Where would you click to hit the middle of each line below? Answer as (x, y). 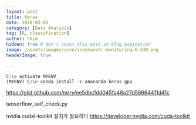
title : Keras (22, 17)
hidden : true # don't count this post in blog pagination (78, 45)
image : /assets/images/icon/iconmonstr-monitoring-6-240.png (82, 50)
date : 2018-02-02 (27, 22)
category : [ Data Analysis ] (39, 28)
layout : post (22, 11)
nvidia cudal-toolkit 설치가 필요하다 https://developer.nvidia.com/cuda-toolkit (98, 116)
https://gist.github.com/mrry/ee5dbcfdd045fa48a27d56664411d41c (88, 92)
